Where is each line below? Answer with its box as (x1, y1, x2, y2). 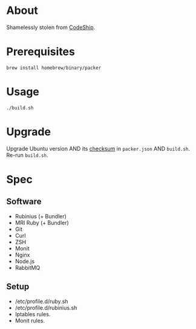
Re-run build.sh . (6, 151, 48, 158)
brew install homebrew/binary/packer (6, 65, 102, 71)
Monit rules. (15, 317, 45, 324)
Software (6, 197, 42, 207)
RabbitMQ (15, 264, 41, 271)
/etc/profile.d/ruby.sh (15, 298, 68, 305)
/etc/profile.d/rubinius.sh (15, 304, 77, 311)
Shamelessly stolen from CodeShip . (6, 24, 96, 31)
